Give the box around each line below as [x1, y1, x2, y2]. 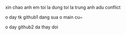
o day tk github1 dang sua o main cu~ [5, 14, 83, 20]
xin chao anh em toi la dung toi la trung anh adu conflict [5, 5, 121, 10]
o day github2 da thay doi [5, 24, 58, 30]
